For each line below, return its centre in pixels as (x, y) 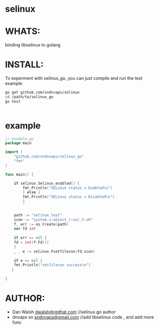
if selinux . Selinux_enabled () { (47, 183)
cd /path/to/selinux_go (29, 97)
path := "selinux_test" (38, 215)
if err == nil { (31, 238)
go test (13, 101)
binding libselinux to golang (33, 45)
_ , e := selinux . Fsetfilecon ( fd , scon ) (55, 251)
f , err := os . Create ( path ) (41, 224)
